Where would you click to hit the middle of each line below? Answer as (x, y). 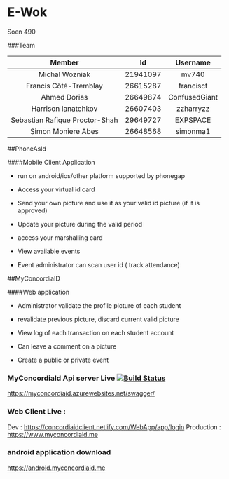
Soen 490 (22, 32)
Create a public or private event (63, 360)
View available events (49, 251)
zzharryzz (193, 108)
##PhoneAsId (27, 149)
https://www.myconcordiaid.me (53, 434)
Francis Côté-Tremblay (64, 86)
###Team (21, 45)
